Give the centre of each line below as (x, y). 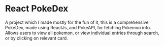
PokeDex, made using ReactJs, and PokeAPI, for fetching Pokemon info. (78, 27)
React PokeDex (37, 9)
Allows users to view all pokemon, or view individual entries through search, (82, 33)
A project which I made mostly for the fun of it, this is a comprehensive (77, 22)
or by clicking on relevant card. (36, 38)
